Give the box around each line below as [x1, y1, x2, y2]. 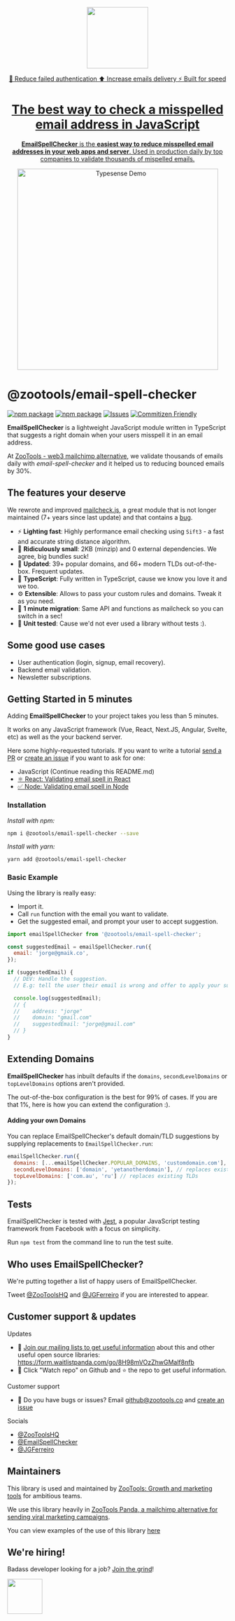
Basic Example [7, 873, 58, 883]
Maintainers [7, 1465, 62, 1477]
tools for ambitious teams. [7, 1491, 83, 1500]
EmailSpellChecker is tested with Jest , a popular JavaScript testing [7, 1217, 200, 1226]
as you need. [17, 597, 55, 605]
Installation [7, 800, 47, 810]
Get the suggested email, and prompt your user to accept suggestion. [17, 917, 218, 925]
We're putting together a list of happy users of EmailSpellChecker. [7, 1277, 197, 1285]
